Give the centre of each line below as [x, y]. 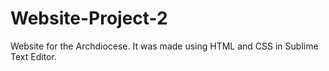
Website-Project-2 [89, 18]
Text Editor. [33, 56]
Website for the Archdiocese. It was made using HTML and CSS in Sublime [164, 46]
